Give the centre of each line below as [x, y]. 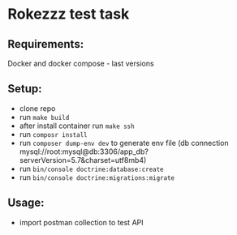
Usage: [26, 203]
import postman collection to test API [81, 222]
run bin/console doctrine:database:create [91, 169]
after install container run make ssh [77, 126]
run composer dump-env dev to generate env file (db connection [124, 143]
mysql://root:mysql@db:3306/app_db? [84, 152]
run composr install [53, 134]
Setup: [25, 89]
